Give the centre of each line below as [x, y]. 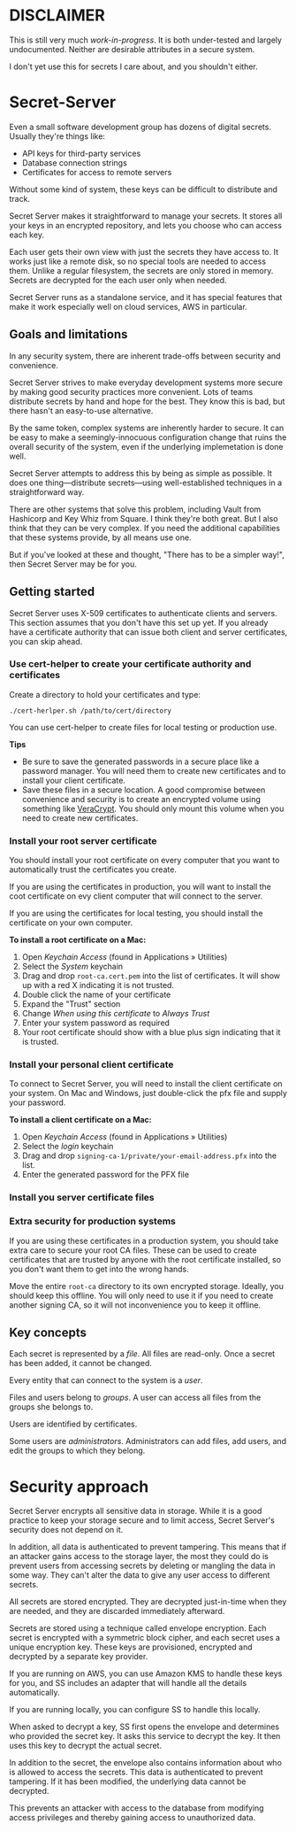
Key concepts [48, 1333]
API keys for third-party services [81, 153]
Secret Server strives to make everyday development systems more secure [146, 382]
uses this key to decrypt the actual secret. [85, 1746]
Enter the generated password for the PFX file [106, 1175]
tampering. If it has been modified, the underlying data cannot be [128, 1781]
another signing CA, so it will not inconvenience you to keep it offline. [135, 1305]
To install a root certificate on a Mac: [78, 940]
